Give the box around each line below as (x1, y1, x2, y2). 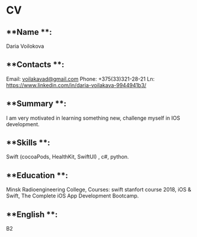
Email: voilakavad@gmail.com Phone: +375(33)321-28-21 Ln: (6, 75, 155, 83)
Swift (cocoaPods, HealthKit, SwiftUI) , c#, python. (6, 153, 129, 160)
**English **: (6, 209, 58, 219)
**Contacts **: (6, 60, 64, 70)
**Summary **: (6, 98, 67, 109)
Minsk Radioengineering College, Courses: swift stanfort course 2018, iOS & (6, 186, 192, 193)
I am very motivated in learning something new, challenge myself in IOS (6, 114, 180, 121)
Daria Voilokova (6, 42, 44, 50)
